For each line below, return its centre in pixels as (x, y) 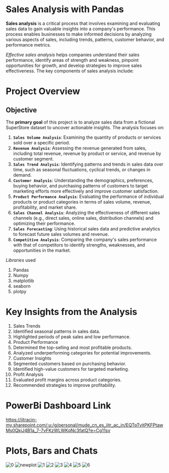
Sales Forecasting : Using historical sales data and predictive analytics (87, 228)
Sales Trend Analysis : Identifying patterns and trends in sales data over (88, 164)
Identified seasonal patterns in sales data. (57, 331)
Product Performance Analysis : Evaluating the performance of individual (88, 196)
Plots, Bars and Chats (52, 451)
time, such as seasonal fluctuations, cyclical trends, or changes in (82, 169)
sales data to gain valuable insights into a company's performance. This (81, 28)
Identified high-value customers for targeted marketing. (71, 369)
